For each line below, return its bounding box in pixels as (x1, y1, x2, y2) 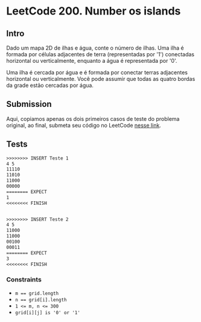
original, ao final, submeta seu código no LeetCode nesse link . (6, 121, 161, 129)
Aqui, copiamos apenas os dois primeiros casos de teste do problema (6, 115, 180, 122)
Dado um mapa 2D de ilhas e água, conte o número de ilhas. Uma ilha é (6, 44, 184, 51)
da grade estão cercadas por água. (6, 82, 94, 89)
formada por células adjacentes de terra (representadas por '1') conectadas (6, 51, 195, 58)
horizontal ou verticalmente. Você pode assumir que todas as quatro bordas (6, 76, 196, 82)
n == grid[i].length (14, 297, 67, 303)
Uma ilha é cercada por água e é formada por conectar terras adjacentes (6, 69, 188, 76)
